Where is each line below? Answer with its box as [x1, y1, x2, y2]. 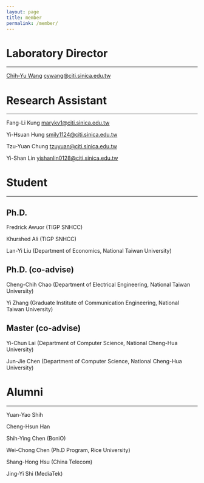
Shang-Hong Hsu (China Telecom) [6, 458, 93, 465]
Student [6, 176, 48, 190]
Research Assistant [6, 94, 107, 107]
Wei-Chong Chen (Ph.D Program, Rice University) [6, 446, 131, 453]
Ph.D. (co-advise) [6, 265, 74, 275]
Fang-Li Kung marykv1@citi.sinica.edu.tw [6, 119, 110, 126]
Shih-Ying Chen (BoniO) [6, 434, 66, 442]
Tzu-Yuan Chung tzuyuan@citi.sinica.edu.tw [6, 143, 117, 150]
